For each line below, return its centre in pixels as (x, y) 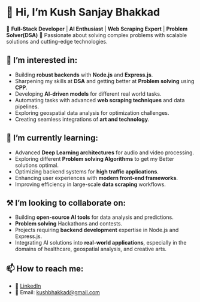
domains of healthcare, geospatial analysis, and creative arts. (90, 249)
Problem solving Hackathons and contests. (69, 224)
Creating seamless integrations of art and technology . (82, 119)
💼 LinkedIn (28, 286)
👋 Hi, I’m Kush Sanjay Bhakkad (83, 12)
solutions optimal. (37, 165)
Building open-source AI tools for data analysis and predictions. (94, 217)
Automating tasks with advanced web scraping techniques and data (100, 100)
